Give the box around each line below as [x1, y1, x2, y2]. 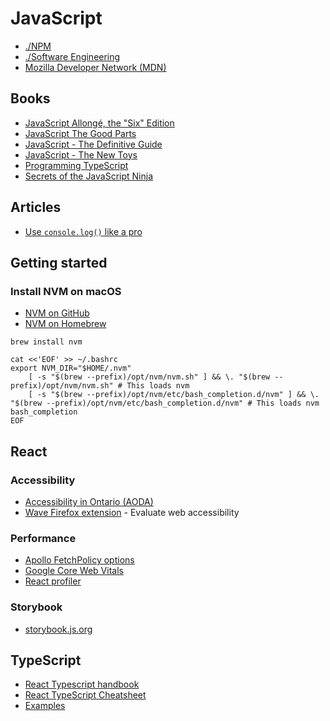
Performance [10, 531, 77, 545]
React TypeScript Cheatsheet [24, 689, 147, 701]
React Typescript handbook [24, 678, 140, 691]
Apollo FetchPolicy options [24, 554, 135, 566]
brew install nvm [10, 337, 83, 347]
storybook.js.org [24, 623, 93, 635]
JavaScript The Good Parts [24, 127, 137, 139]
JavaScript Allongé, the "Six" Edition [24, 117, 175, 129]
